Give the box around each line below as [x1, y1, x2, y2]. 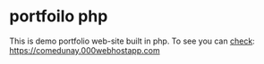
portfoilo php [9, 6, 108, 27]
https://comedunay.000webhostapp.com [9, 44, 160, 55]
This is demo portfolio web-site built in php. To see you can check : [9, 36, 255, 46]
